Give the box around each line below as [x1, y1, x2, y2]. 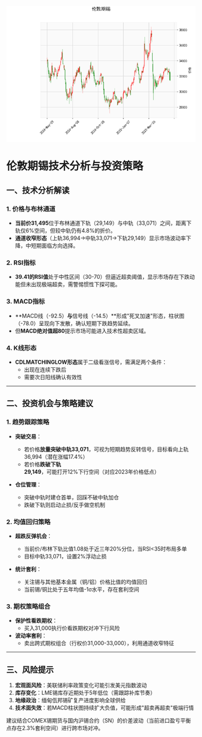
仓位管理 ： [14, 481, 42, 488]
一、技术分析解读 [6, 185, 70, 195]
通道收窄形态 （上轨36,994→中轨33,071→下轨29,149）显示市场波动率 [14, 234, 186, 242]
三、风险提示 [6, 664, 54, 674]
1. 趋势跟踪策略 [6, 418, 50, 426]
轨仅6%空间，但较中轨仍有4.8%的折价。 [14, 227, 116, 234]
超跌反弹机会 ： [14, 533, 52, 539]
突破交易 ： [14, 433, 42, 440]
